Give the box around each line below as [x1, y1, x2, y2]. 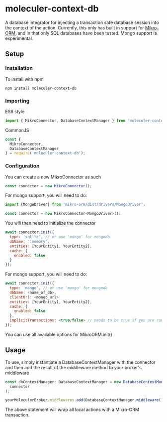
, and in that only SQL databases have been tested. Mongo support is [15, 30, 157, 36]
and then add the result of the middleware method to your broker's [5, 364, 142, 370]
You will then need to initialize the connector [5, 220, 96, 226]
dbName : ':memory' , [9, 239, 50, 244]
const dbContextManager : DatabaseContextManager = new [5, 379, 121, 384]
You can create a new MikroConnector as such [5, 174, 101, 180]
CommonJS [5, 127, 29, 133]
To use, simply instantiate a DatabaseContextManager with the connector [5, 359, 156, 365]
